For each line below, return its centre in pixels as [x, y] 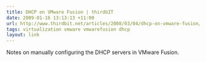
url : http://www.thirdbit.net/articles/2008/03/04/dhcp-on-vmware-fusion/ [104, 23]
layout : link [23, 35]
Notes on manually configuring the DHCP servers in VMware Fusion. [93, 52]
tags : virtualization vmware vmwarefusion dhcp [68, 29]
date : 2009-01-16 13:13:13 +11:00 [51, 18]
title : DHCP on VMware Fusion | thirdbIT [60, 12]
